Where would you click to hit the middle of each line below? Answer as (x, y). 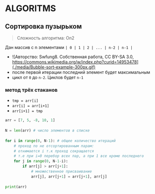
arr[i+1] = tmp (27, 111)
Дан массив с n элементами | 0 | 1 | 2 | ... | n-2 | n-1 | (69, 47)
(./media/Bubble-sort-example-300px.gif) (54, 67)
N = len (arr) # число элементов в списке (47, 131)
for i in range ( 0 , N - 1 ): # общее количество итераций (61, 141)
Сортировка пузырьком (44, 26)
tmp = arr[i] (25, 101)
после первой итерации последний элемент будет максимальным (81, 72)
